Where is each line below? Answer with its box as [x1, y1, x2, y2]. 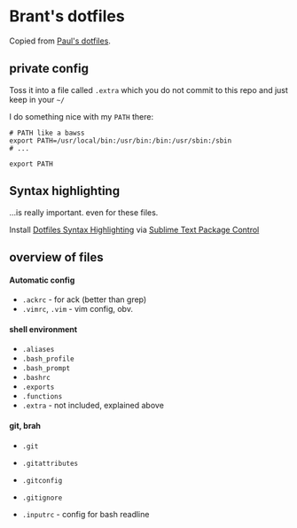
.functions [21, 392, 63, 401]
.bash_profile [21, 354, 74, 364]
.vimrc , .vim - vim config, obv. [21, 304, 133, 314]
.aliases [21, 346, 55, 354]
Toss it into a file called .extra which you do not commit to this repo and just [9, 84, 288, 95]
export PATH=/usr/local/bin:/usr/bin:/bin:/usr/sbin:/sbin [9, 136, 232, 145]
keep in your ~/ [9, 94, 65, 105]
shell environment [9, 323, 78, 334]
